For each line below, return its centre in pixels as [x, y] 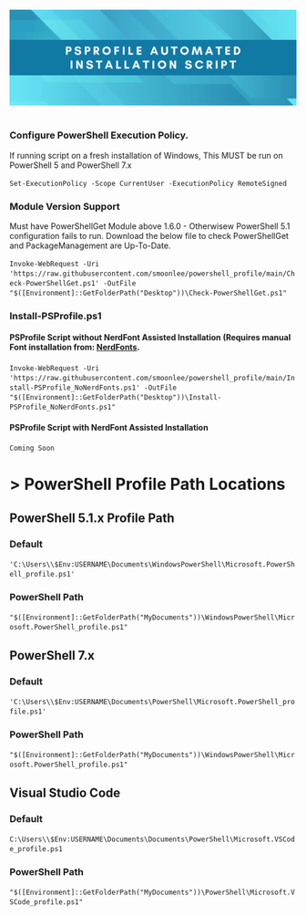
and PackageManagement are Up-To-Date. [90, 245]
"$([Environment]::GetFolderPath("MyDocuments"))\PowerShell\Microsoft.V [153, 893]
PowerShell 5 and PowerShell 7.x [71, 165]
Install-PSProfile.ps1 [56, 316]
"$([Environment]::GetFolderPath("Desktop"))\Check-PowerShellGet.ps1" [148, 293]
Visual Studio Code [65, 792]
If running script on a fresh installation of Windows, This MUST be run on [147, 155]
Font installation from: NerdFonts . [75, 348]
